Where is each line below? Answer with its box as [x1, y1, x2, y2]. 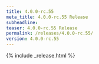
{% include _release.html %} [6, 52, 75, 59]
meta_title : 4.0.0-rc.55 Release [6, 14, 88, 20]
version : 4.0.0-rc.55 [6, 36, 60, 42]
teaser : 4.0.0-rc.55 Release [6, 25, 78, 31]
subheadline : [6, 19, 38, 25]
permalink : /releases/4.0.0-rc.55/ [6, 31, 94, 36]
